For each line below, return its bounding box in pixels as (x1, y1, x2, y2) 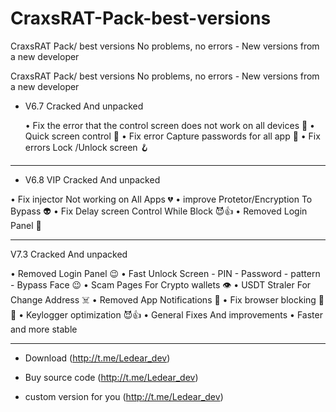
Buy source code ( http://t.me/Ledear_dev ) (24, 371, 199, 383)
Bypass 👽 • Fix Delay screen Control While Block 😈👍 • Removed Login (10, 205, 308, 217)
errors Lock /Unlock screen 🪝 (24, 141, 150, 153)
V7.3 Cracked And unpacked (10, 248, 128, 260)
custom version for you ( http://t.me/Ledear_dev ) (24, 390, 224, 402)
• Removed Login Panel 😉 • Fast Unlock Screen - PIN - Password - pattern (10, 267, 321, 279)
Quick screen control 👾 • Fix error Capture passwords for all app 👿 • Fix (24, 130, 321, 142)
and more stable (10, 323, 78, 335)
